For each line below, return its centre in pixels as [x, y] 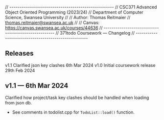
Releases [19, 53]
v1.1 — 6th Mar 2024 [37, 86]
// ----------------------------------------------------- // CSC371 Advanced [81, 7]
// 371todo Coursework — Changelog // [95, 33]
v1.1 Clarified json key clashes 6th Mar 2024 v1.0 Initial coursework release [80, 65]
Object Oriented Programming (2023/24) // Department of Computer [74, 12]
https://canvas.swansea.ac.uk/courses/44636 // [54, 28]
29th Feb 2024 [20, 70]
